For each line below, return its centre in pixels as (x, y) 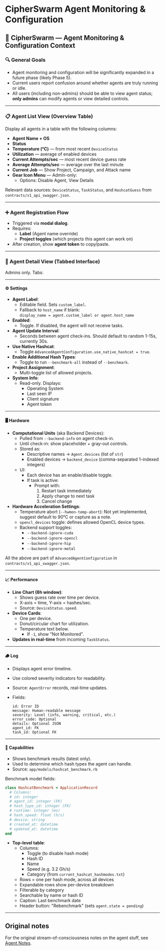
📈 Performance (22, 579)
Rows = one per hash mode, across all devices (67, 879)
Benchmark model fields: (30, 778)
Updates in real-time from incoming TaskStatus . (61, 639)
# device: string (27, 820)
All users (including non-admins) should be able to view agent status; (82, 93)
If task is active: (43, 480)
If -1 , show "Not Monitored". (55, 634)
